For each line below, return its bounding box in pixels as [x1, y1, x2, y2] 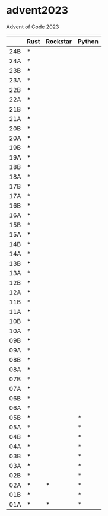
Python [77, 37, 99, 45]
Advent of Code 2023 [6, 23, 59, 30]
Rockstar [46, 37, 72, 45]
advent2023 [6, 4, 69, 17]
